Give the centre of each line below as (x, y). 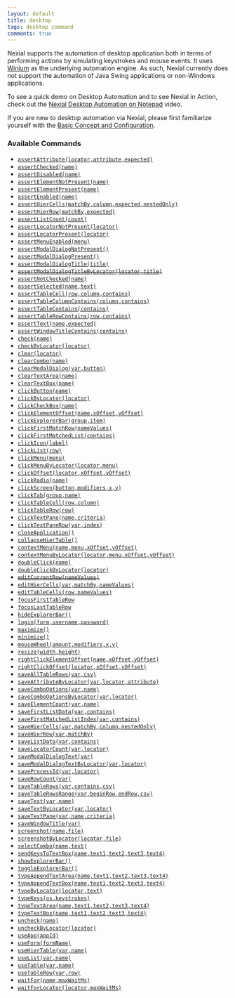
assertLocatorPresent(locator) (63, 234)
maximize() (33, 629)
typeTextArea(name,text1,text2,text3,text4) (83, 906)
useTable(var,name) (46, 965)
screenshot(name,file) (51, 831)
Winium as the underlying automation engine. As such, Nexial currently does (118, 68)
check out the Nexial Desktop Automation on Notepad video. (95, 104)
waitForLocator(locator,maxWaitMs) (69, 987)
